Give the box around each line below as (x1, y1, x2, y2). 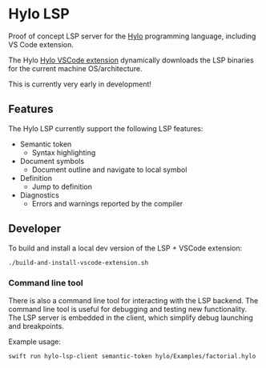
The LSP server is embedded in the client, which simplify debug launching (8, 313, 254, 322)
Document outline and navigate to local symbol (31, 165, 187, 174)
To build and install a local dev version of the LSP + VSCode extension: (8, 243, 243, 253)
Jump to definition (31, 182, 93, 191)
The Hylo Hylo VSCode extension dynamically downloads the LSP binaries (8, 55, 254, 65)
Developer (8, 222, 62, 236)
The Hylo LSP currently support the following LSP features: (8, 123, 204, 133)
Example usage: (8, 337, 62, 346)
